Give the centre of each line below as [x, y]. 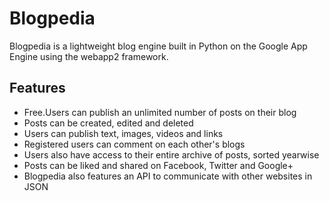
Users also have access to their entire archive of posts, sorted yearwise [171, 154]
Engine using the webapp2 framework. [89, 56]
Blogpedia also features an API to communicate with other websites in [168, 176]
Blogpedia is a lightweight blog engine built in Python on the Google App [158, 46]
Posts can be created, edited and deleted [108, 123]
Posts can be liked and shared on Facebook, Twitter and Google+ [158, 165]
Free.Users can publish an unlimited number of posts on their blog [160, 112]
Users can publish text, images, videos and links [123, 133]
